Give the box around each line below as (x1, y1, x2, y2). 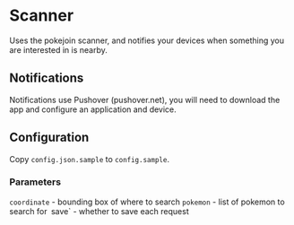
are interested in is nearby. (9, 44, 108, 55)
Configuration (9, 130, 90, 145)
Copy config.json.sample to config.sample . (9, 153, 170, 164)
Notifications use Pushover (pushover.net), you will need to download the (9, 94, 281, 105)
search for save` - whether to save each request (9, 205, 190, 216)
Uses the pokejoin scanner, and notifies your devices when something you (9, 35, 285, 46)
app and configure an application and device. (9, 104, 177, 115)
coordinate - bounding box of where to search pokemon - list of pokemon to (9, 196, 285, 207)
